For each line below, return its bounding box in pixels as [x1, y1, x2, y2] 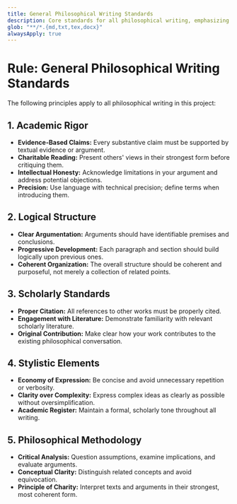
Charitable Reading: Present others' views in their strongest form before [17, 153, 230, 161]
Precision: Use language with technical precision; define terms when [17, 183, 219, 192]
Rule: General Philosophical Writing [7, 61, 221, 76]
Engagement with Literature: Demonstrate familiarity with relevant [17, 314, 213, 322]
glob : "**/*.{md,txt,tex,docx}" [7, 23, 103, 30]
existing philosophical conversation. [17, 336, 122, 345]
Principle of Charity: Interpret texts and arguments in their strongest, [17, 483, 220, 491]
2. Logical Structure [7, 211, 97, 223]
